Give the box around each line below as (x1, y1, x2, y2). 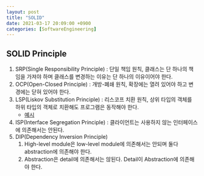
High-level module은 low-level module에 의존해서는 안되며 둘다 (24, 141, 178, 148)
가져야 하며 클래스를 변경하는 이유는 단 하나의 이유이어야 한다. (26, 73, 173, 80)
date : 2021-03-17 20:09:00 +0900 (6, 20, 91, 26)
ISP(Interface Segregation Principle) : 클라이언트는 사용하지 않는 (15, 119, 172, 126)
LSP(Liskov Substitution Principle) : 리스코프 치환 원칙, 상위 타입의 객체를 (15, 96, 192, 104)
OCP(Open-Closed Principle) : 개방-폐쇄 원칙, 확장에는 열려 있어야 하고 (15, 80, 188, 88)
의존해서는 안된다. (21, 126, 65, 134)
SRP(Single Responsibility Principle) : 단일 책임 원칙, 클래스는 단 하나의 (15, 65, 188, 73)
